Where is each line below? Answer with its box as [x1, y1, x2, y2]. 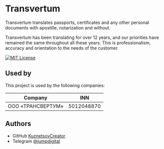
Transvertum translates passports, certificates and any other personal [5, 19, 149, 25]
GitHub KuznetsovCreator [12, 133, 66, 139]
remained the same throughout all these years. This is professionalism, [5, 39, 151, 45]
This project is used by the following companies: [5, 82, 105, 88]
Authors [5, 120, 31, 128]
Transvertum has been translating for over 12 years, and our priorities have [5, 34, 159, 40]
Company [23, 94, 47, 101]
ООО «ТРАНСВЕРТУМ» [7, 103, 63, 110]
